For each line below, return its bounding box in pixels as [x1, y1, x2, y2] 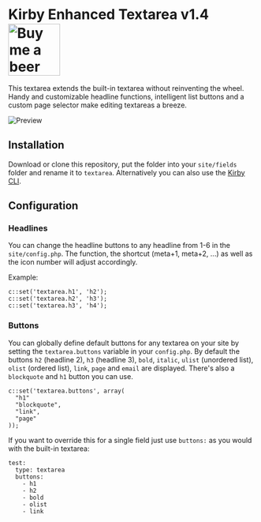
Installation [8, 138, 65, 152]
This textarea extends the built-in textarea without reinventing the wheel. [8, 83, 244, 92]
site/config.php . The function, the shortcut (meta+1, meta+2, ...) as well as [8, 249, 253, 258]
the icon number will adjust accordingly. [8, 257, 138, 267]
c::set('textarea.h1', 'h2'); [8, 288, 108, 296]
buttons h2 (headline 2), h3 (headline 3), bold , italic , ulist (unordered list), [8, 355, 254, 364]
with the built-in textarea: [8, 444, 90, 453]
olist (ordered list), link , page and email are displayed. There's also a [8, 363, 235, 373]
